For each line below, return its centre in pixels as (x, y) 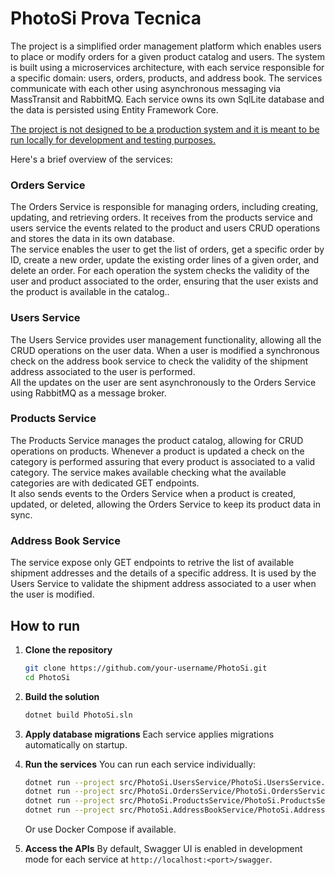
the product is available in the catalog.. (90, 292)
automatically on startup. (76, 744)
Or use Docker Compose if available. (100, 829)
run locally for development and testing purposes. (113, 139)
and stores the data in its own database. (92, 239)
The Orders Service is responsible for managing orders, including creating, (164, 207)
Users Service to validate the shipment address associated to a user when (163, 584)
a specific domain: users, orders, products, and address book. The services (166, 78)
